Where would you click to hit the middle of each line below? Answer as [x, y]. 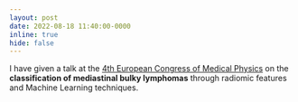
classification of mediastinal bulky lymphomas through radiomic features [148, 79]
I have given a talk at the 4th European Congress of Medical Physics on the [149, 69]
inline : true [34, 34]
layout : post [34, 18]
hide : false [32, 43]
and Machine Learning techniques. [74, 88]
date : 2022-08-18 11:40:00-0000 [70, 26]
